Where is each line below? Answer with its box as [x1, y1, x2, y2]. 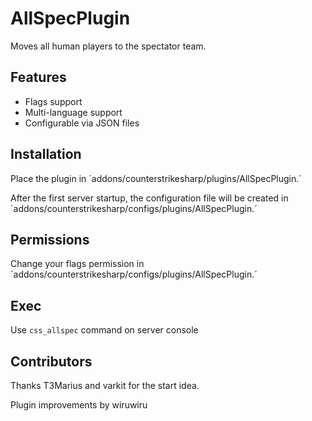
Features [10, 69, 67, 86]
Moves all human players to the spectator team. [10, 40, 207, 52]
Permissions [10, 231, 90, 248]
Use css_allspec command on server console [10, 324, 199, 336]
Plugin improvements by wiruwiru [10, 399, 148, 411]
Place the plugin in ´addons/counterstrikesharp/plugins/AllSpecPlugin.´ [10, 172, 302, 184]
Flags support [24, 95, 83, 107]
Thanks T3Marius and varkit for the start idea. [10, 380, 200, 391]
